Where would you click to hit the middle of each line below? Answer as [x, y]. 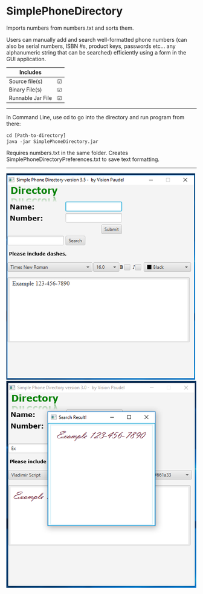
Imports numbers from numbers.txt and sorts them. [70, 28]
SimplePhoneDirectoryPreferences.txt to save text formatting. [83, 159]
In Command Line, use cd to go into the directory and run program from [95, 117]
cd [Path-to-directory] [36, 135]
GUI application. [26, 59]
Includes [31, 72]
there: [14, 124]
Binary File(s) [25, 90]
